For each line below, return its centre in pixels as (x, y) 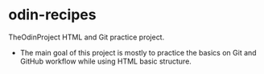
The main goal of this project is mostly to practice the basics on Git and (138, 52)
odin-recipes (52, 15)
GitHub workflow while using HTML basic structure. (105, 61)
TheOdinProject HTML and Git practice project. (87, 37)
